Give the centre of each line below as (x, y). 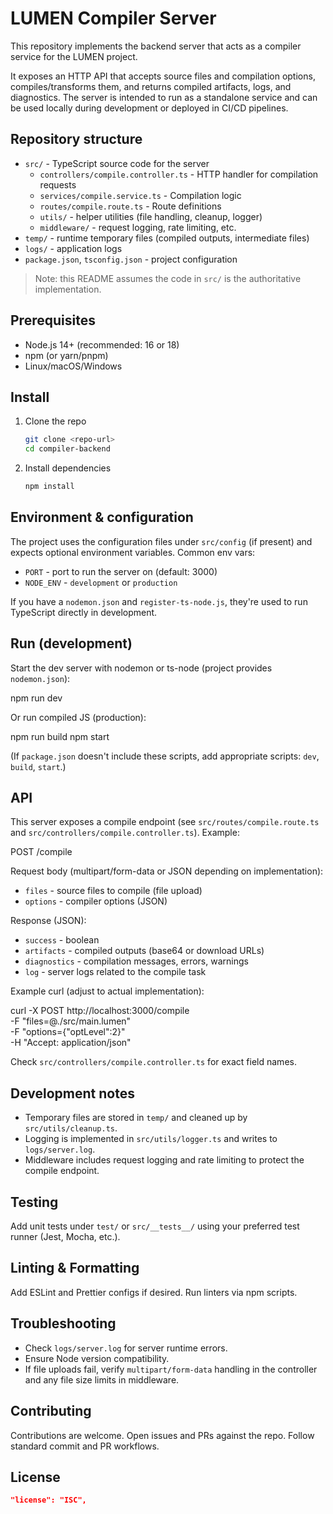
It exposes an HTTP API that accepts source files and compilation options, (163, 76)
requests (58, 184)
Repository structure (76, 139)
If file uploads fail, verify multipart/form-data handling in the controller (171, 1369)
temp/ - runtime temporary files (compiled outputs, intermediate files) (167, 238)
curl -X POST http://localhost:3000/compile (100, 1011)
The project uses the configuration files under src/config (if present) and (161, 541)
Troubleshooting (63, 1323)
